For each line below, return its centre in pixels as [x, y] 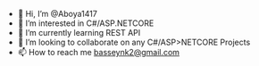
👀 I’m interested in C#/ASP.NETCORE [86, 23]
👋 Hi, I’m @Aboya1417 [58, 14]
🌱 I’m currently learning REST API [79, 33]
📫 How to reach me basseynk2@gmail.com [99, 52]
